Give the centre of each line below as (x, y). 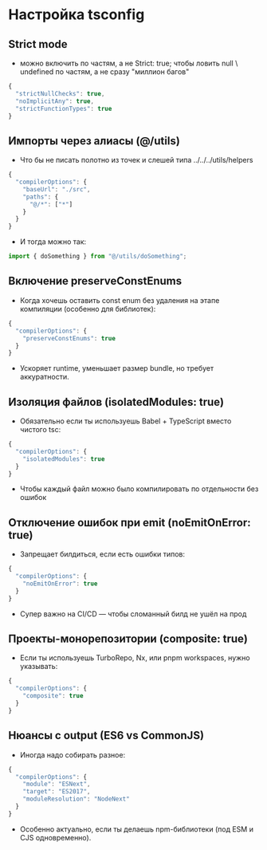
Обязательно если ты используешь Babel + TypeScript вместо (126, 421)
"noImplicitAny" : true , (55, 101)
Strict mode (38, 44)
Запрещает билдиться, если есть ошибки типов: (102, 554)
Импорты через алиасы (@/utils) (94, 141)
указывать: (39, 667)
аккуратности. (44, 377)
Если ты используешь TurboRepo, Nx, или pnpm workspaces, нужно (135, 658)
